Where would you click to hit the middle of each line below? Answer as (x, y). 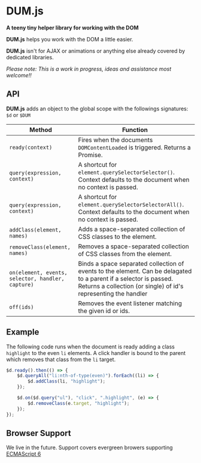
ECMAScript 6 (24, 454)
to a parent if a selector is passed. (126, 278)
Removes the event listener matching (130, 303)
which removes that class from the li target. (61, 359)
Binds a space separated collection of (131, 263)
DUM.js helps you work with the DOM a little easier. (70, 39)
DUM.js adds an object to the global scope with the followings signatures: (97, 109)
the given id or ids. (104, 311)
